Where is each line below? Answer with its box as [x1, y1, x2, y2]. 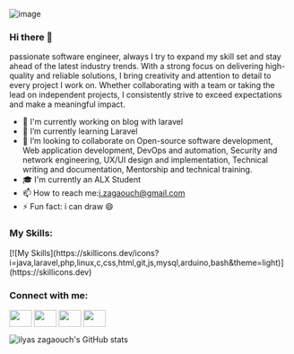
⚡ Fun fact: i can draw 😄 [22, 201, 114, 212]
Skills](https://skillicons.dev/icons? [30, 247, 160, 258]
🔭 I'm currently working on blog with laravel [22, 117, 184, 128]
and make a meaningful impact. [9, 99, 125, 110]
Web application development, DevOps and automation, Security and [22, 145, 278, 156]
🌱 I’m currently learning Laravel [22, 126, 138, 137]
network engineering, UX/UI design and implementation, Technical [22, 155, 269, 165]
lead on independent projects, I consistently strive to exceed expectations [9, 90, 282, 101]
